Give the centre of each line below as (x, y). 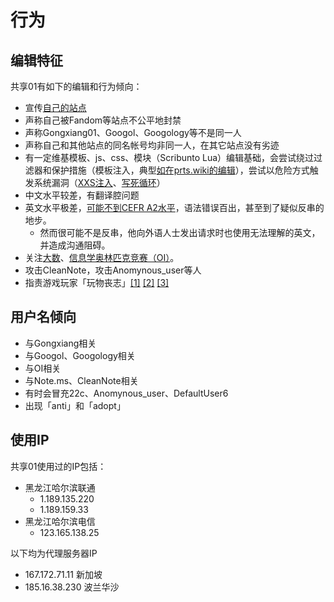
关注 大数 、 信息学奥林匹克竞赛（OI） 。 (102, 257)
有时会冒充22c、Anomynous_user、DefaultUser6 (126, 393)
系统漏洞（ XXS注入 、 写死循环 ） (99, 182)
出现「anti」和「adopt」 (75, 405)
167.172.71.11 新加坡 (63, 574)
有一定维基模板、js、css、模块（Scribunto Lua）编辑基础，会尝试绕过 (169, 157)
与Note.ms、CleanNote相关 (81, 380)
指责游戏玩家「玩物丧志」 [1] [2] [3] (97, 282)
